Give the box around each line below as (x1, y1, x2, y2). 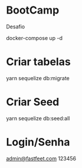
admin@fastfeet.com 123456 (6, 154, 77, 162)
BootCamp (6, 4, 60, 17)
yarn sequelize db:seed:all (6, 114, 70, 121)
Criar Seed (6, 95, 60, 109)
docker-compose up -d (6, 34, 63, 41)
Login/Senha (6, 136, 70, 149)
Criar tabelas (6, 55, 71, 68)
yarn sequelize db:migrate (6, 74, 70, 81)
